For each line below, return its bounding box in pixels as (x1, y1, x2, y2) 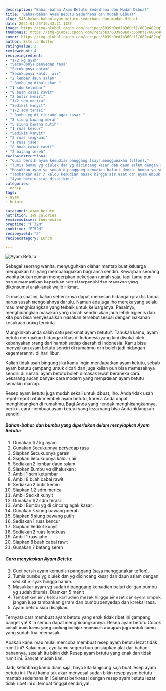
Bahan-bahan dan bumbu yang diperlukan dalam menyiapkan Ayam (5, 422, 150, 428)
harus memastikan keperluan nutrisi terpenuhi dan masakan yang (5, 279, 138, 284)
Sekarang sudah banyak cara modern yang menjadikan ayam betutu (5, 375, 144, 381)
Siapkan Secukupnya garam (12, 450, 70, 456)
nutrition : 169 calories (5, 213, 57, 218)
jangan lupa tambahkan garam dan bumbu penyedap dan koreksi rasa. (12, 599, 156, 605)
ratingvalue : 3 (5, 44, 37, 49)
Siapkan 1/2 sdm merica (12, 487, 62, 493)
